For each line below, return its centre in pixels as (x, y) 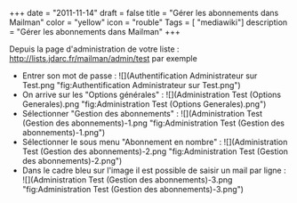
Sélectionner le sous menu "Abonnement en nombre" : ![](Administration (155, 142)
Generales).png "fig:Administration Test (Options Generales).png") (144, 104)
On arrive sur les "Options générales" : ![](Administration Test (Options (152, 94)
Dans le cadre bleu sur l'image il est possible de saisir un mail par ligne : (154, 170)
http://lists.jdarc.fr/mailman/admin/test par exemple (103, 58)
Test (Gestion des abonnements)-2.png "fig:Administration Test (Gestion (155, 151)
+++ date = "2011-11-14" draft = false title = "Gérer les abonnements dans (144, 13)
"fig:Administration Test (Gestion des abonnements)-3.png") (133, 189)
